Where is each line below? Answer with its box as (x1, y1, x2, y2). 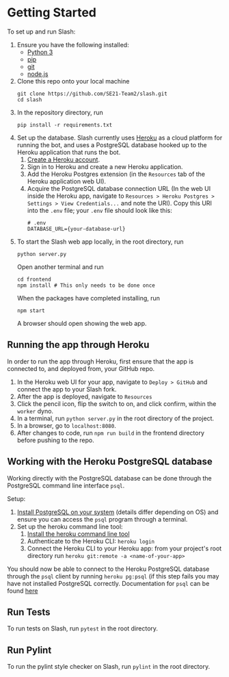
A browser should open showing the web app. (16, 319, 147, 327)
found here (7, 587, 38, 595)
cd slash (16, 96, 42, 103)
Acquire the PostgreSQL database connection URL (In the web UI (27, 184, 211, 192)
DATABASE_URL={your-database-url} (27, 225, 126, 232)
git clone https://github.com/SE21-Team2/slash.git (16, 90, 167, 97)
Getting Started (7, 5, 97, 21)
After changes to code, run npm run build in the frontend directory (16, 429, 205, 437)
